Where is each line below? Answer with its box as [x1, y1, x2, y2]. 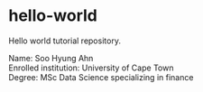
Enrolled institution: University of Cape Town [8, 62, 174, 73]
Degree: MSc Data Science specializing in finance [8, 71, 194, 82]
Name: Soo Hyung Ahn [8, 52, 94, 63]
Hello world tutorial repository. [8, 35, 121, 46]
